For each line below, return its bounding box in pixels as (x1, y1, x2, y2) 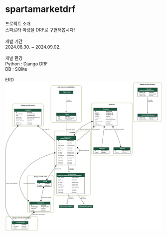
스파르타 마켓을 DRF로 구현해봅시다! (5, 26, 75, 33)
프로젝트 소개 (5, 20, 31, 26)
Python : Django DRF (5, 61, 48, 67)
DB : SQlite (5, 66, 27, 72)
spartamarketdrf (5, 3, 76, 15)
